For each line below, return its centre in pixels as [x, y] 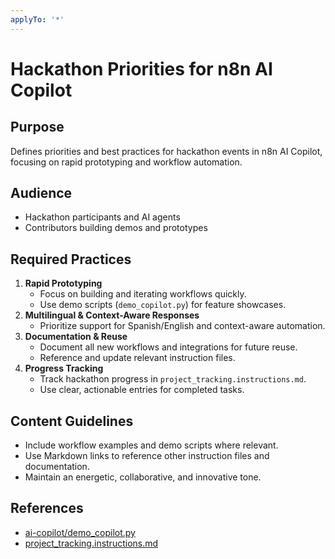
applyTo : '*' [37, 19]
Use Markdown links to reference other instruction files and [147, 456]
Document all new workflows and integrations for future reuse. [168, 347]
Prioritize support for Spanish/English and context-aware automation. [182, 326]
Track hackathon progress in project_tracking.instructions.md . [173, 379]
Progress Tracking [64, 368]
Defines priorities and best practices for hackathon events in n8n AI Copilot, [166, 151]
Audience [41, 193]
